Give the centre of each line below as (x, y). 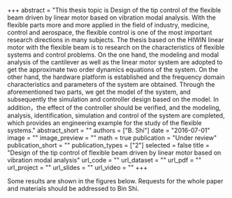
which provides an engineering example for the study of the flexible (104, 123)
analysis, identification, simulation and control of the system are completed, (116, 115)
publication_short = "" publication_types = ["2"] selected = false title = (108, 145)
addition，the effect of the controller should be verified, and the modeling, (114, 107)
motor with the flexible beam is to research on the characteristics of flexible (116, 47)
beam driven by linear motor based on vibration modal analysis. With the (112, 17)
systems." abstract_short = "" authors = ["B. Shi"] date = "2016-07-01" (109, 130)
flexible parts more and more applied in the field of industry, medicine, (108, 25)
